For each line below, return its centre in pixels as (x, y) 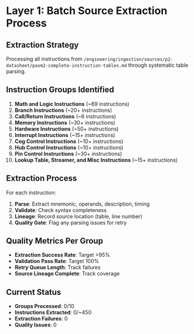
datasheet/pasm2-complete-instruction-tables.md (67, 66)
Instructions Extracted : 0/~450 (53, 312)
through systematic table (158, 65)
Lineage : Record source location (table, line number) (78, 216)
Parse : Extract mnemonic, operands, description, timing (82, 204)
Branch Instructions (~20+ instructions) (63, 110)
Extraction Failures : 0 (41, 319)
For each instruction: (31, 192)
